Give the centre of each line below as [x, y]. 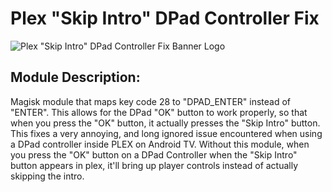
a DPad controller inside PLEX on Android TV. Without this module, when [160, 144]
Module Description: [75, 77]
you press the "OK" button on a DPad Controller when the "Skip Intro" [154, 154]
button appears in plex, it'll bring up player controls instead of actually [154, 165]
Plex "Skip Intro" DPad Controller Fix [165, 18]
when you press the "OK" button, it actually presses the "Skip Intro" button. [165, 123]
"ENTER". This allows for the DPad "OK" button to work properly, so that [159, 112]
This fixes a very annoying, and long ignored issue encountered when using [166, 133]
